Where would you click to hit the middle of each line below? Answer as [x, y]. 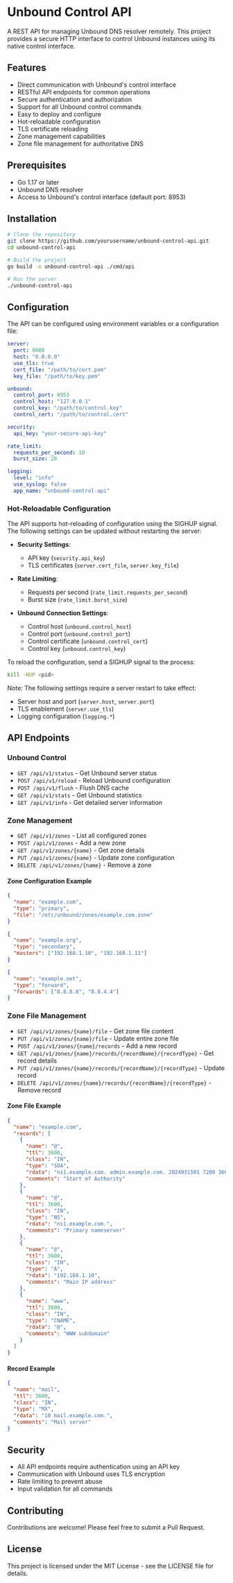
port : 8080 [29, 350]
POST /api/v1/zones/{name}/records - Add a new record [97, 1046]
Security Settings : [44, 545]
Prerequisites [37, 166]
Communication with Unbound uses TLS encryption [91, 1474]
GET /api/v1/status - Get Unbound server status [87, 773]
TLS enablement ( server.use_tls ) [66, 709]
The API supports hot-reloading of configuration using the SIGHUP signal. [113, 524]
